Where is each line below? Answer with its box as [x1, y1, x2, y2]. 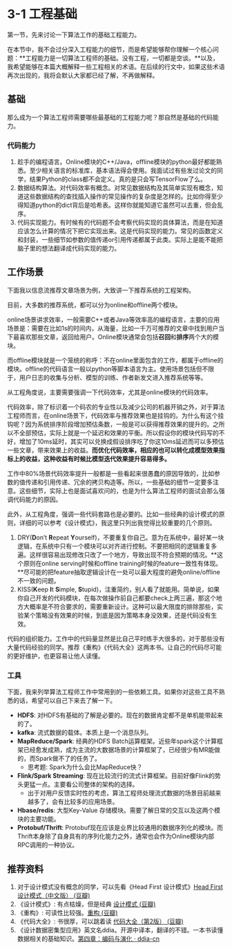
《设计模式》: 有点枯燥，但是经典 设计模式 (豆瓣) [17, 900, 156, 908]
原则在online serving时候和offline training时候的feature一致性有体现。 [23, 559, 222, 567]
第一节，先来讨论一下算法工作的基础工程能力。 [7, 30, 140, 39]
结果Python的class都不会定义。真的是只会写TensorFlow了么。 [29, 175, 207, 183]
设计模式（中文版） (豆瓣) [17, 891, 90, 899]
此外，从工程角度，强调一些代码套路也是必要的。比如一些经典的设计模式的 [7, 510, 219, 518]
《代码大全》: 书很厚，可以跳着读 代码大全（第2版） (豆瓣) [17, 917, 184, 925]
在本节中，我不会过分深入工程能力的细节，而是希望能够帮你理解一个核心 [7, 45, 213, 53]
